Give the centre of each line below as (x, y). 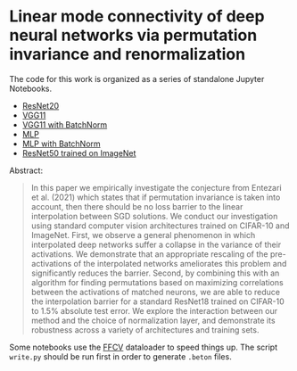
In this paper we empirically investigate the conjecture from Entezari (157, 187)
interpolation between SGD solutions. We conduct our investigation (154, 216)
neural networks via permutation (133, 35)
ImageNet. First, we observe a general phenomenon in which (143, 235)
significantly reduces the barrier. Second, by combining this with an (155, 273)
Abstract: (26, 170)
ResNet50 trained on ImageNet (79, 153)
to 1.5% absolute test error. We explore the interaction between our (154, 310)
